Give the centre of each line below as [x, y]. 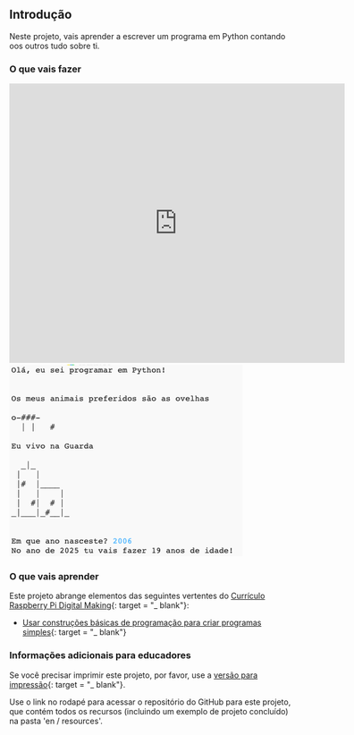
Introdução [41, 15]
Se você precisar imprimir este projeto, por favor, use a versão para [134, 675]
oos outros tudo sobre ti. [55, 46]
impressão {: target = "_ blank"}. [67, 684]
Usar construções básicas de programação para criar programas [142, 623]
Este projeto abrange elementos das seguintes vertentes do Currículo [137, 596]
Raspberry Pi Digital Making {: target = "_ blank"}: [99, 605]
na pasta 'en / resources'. [56, 721]
